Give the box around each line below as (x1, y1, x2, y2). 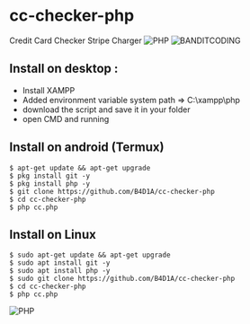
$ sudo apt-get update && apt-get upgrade (9, 250, 171, 260)
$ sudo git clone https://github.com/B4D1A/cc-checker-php (9, 275, 236, 284)
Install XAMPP (22, 84, 76, 95)
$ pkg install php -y (9, 179, 91, 188)
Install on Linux (9, 226, 96, 242)
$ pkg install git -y (9, 171, 91, 180)
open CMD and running (22, 113, 110, 124)
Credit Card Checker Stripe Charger (9, 35, 142, 46)
